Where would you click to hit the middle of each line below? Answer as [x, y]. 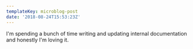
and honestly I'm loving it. [38, 40]
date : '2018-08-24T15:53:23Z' [44, 17]
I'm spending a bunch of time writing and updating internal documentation [97, 33]
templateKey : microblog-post [42, 11]
